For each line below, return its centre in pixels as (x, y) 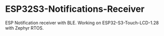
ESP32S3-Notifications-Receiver (75, 9)
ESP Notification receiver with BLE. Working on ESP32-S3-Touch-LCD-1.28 (82, 23)
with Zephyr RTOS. (24, 28)
